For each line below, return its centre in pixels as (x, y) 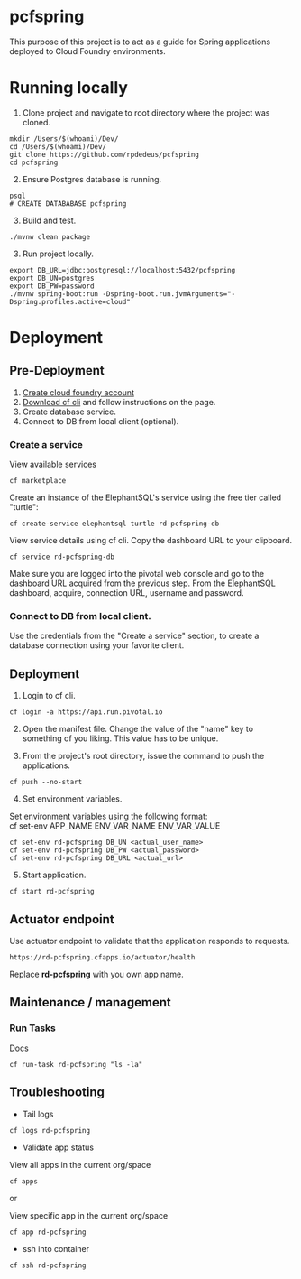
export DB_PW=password (52, 286)
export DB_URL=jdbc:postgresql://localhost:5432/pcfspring (123, 270)
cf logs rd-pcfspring (50, 1130)
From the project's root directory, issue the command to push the (143, 756)
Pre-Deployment (57, 371)
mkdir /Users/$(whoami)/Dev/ (64, 139)
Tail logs (38, 1114)
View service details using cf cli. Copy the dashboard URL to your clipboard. (151, 541)
